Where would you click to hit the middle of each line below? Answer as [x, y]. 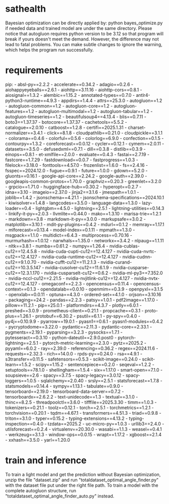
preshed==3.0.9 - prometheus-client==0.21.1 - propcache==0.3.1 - [74, 310]
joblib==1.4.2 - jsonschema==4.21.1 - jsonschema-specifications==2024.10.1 [85, 197]
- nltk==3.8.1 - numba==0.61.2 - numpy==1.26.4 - [57, 246]
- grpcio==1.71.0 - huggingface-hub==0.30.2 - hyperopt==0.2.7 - [73, 187]
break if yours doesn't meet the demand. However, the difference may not [82, 39]
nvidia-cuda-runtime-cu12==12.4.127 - [81, 257]
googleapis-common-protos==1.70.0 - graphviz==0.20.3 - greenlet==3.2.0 [83, 181]
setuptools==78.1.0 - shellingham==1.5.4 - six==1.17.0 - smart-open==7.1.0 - [84, 370]
